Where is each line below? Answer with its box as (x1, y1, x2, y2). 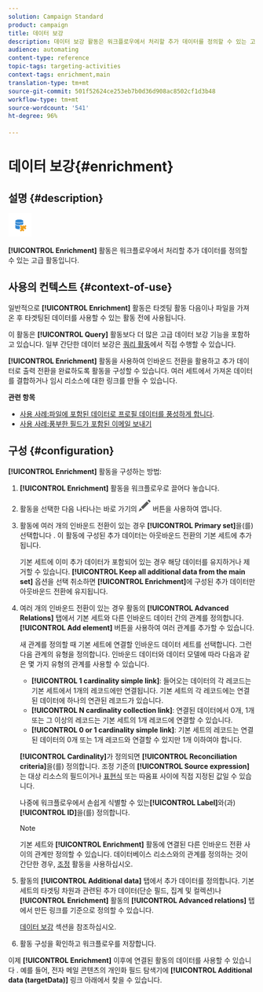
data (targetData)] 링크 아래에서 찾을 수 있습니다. (8, 975, 163, 984)
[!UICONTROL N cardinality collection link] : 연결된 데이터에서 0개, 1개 (31, 705, 255, 715)
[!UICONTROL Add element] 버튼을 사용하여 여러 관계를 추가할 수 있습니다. (19, 623, 255, 632)
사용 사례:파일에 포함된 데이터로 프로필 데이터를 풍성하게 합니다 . (19, 409, 215, 418)
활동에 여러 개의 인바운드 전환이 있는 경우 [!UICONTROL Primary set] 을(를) (19, 520, 254, 530)
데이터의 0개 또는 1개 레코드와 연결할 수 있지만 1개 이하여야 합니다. (39, 735, 242, 744)
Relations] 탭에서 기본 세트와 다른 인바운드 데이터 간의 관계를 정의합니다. (19, 613, 244, 623)
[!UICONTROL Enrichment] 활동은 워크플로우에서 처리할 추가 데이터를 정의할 (8, 246, 248, 255)
